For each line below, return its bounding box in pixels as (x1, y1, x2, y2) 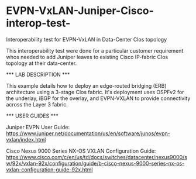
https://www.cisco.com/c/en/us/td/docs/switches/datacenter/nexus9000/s (6, 153, 187, 160)
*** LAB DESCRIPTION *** (6, 71, 70, 78)
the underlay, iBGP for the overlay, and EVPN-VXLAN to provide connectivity (6, 95, 191, 102)
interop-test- (6, 16, 71, 30)
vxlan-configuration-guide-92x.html (6, 166, 93, 173)
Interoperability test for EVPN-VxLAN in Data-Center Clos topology (6, 36, 167, 43)
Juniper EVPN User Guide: (6, 123, 70, 130)
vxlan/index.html (6, 136, 46, 143)
